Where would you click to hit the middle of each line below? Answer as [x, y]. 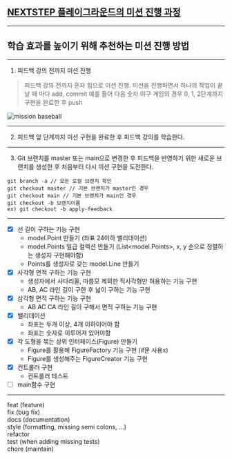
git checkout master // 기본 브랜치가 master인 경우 [78, 188]
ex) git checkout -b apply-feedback [60, 209]
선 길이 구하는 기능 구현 [49, 229]
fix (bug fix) [23, 412]
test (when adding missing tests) [54, 442]
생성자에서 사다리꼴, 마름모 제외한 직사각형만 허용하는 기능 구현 [112, 281]
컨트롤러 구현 [35, 367]
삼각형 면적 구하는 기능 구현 [54, 298]
